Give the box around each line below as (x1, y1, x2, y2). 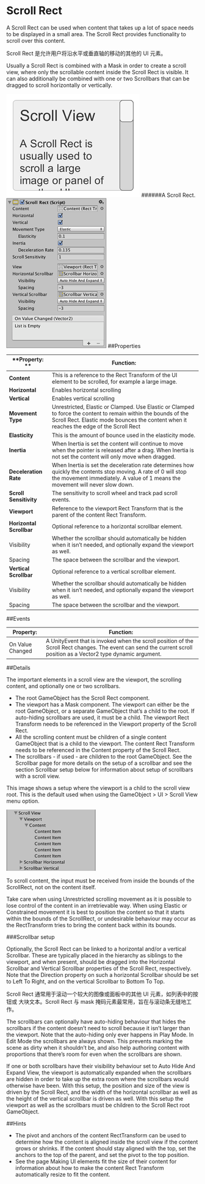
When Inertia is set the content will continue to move (51, 439, 184, 447)
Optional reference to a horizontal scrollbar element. (51, 523, 183, 530)
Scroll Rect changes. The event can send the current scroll (45, 644, 193, 651)
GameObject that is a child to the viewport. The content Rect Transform (15, 740, 195, 747)
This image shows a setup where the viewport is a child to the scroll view (6, 784, 190, 791)
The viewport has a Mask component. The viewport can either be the (15, 700, 190, 708)
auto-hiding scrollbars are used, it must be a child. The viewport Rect (15, 713, 189, 721)
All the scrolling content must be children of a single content (15, 733, 167, 740)
